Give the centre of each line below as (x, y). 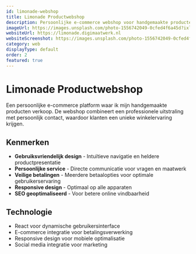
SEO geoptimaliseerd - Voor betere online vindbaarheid (82, 194)
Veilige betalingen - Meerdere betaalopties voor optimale (84, 175)
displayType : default (32, 50)
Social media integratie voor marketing (61, 245)
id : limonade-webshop (32, 11)
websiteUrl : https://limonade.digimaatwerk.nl (64, 33)
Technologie (29, 212)
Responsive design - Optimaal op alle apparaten (73, 187)
